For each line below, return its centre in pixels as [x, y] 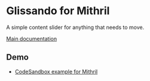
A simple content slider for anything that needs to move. [75, 27]
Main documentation [32, 38]
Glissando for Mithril [58, 11]
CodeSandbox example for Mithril [56, 72]
